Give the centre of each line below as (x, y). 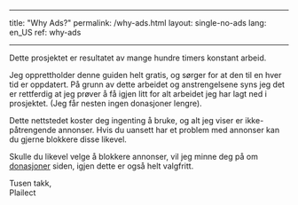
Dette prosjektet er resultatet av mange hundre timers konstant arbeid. (138, 58)
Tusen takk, (30, 183)
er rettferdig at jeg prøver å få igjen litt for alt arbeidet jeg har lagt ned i (138, 94)
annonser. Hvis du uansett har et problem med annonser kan (169, 130)
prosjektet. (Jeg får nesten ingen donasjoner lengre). (106, 103)
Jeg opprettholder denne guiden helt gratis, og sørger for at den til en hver (145, 75)
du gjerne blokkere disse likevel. (68, 139)
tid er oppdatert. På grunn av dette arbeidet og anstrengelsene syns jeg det (147, 84)
